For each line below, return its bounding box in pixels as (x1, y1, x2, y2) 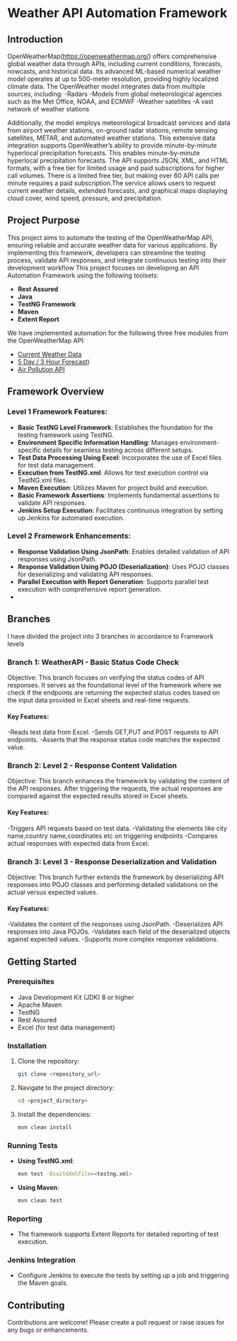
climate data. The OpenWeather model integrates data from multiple (7, 82, 205, 90)
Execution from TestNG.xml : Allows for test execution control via (17, 468, 209, 477)
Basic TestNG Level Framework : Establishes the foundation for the (17, 423, 214, 431)
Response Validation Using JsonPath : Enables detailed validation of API (17, 547, 230, 556)
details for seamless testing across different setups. (42, 446, 194, 454)
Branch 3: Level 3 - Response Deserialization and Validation (7, 856, 217, 866)
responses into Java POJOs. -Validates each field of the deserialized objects (7, 927, 231, 936)
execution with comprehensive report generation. (17, 585, 162, 593)
